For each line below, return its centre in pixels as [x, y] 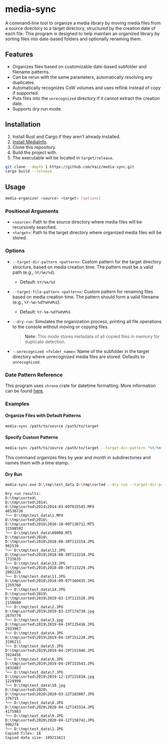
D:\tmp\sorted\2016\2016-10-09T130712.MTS [50, 524]
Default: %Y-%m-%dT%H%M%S [45, 312]
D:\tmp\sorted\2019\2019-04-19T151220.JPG [50, 638]
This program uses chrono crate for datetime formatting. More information [81, 385]
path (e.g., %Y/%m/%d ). [34, 272]
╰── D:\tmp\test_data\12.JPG [35, 551]
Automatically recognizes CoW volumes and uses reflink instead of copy [86, 88]
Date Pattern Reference [34, 374]
